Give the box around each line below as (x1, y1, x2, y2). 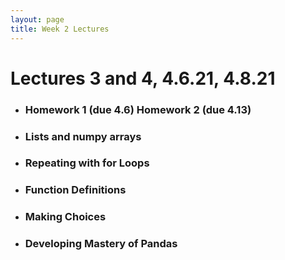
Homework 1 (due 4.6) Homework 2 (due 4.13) (24, 102, 252, 116)
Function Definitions (24, 183, 127, 197)
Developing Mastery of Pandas (24, 237, 178, 251)
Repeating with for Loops (24, 156, 150, 170)
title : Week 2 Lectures (10, 24, 110, 34)
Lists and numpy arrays (24, 129, 142, 143)
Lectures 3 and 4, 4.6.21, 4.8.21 (10, 67, 276, 90)
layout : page (10, 14, 65, 25)
